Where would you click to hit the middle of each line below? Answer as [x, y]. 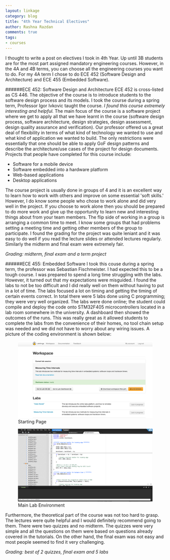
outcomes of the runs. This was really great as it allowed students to [77, 318]
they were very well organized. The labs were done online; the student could [85, 301]
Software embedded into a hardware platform [60, 169]
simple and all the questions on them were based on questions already [79, 532]
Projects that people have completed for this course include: [69, 154]
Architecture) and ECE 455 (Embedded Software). [57, 79]
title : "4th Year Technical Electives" [47, 21]
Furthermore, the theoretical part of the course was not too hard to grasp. [82, 515]
